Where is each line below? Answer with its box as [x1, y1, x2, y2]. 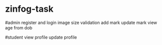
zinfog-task [5, 3, 54, 15]
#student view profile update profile [5, 34, 77, 40]
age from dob [5, 24, 33, 30]
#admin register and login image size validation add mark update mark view [5, 20, 158, 25]
